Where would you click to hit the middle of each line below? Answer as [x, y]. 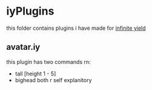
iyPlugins [30, 11]
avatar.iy [23, 47]
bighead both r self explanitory [53, 80]
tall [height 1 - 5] [35, 74]
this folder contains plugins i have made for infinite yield [76, 28]
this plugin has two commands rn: [48, 61]
